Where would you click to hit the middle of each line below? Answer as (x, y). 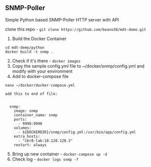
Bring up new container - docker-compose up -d (59, 154)
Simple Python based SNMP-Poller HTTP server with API (62, 19)
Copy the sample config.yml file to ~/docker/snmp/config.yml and (78, 66)
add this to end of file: (31, 94)
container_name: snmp (36, 115)
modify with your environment (42, 71)
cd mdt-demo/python (25, 47)
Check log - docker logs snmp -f (45, 159)
